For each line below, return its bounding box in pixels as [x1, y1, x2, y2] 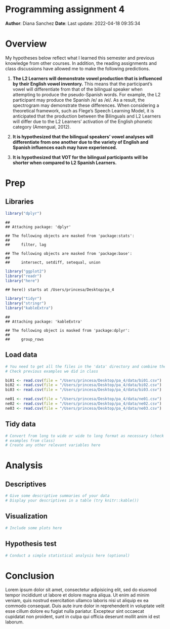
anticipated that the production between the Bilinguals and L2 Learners [12, 113, 161, 119]
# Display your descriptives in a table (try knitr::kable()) [5, 498, 139, 503]
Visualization [5, 512, 48, 521]
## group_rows [5, 337, 44, 342]
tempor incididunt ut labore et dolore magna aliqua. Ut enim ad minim [5, 592, 150, 598]
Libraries [5, 198, 34, 206]
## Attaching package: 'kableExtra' [5, 319, 82, 324]
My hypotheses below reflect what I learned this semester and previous [5, 55, 155, 61]
